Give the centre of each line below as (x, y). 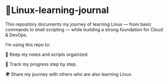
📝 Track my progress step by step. (41, 64)
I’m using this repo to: (28, 44)
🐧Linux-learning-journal (57, 10)
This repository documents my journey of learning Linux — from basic (78, 24)
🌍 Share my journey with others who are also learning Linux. (69, 74)
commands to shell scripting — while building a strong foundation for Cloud (84, 29)
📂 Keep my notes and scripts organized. (47, 54)
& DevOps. (16, 35)
